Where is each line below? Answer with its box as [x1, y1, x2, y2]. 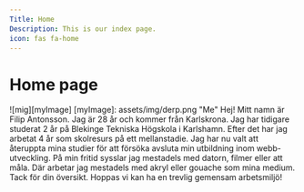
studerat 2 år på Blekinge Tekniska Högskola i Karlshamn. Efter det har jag [9, 124, 289, 135]
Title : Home [9, 15, 55, 24]
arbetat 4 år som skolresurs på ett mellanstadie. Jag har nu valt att [9, 133, 259, 145]
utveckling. [9, 153, 52, 164]
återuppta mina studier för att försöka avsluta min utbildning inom [9, 143, 255, 154]
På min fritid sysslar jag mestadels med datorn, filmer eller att [53, 153, 284, 164]
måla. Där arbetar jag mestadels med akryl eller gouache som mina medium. [9, 162, 296, 173]
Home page [9, 74, 98, 95]
